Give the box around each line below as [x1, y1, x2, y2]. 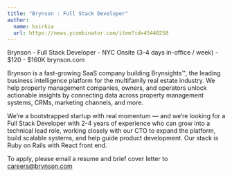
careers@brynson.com [7, 162, 73, 170]
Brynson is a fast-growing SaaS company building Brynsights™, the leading [7, 69, 221, 77]
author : [7, 17, 30, 24]
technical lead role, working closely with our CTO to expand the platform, [7, 127, 216, 135]
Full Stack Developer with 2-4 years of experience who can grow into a [7, 119, 211, 128]
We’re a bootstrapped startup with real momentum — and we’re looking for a [7, 112, 226, 120]
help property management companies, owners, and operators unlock [7, 84, 207, 92]
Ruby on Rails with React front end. [7, 141, 107, 149]
